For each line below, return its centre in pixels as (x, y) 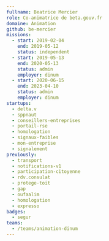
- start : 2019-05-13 (38, 58)
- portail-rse (30, 126)
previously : (21, 155)
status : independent (43, 52)
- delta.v (24, 109)
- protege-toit (31, 183)
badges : (16, 212)
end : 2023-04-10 (38, 86)
